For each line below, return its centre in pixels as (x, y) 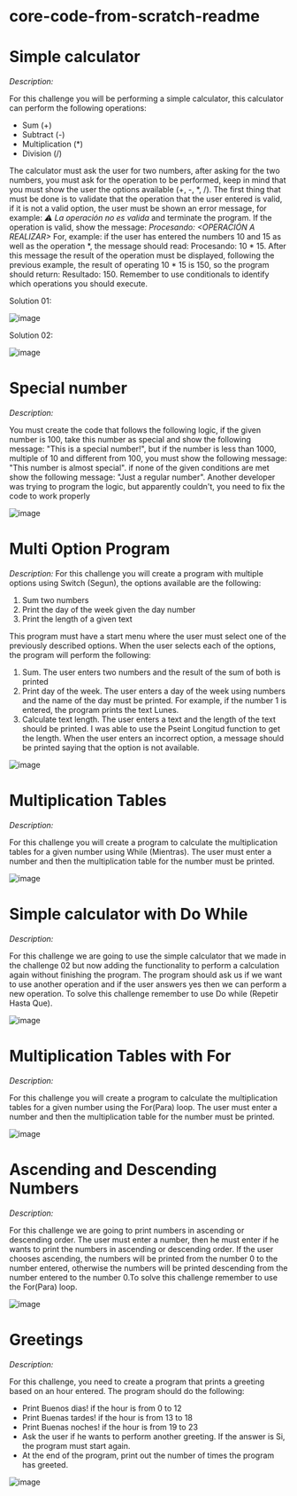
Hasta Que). (31, 1003)
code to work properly (50, 496)
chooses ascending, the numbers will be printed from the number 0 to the (144, 1258)
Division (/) (42, 153)
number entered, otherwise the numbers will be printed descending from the (148, 1268)
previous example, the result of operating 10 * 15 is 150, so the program (139, 265)
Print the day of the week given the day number (109, 610)
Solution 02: (31, 335)
